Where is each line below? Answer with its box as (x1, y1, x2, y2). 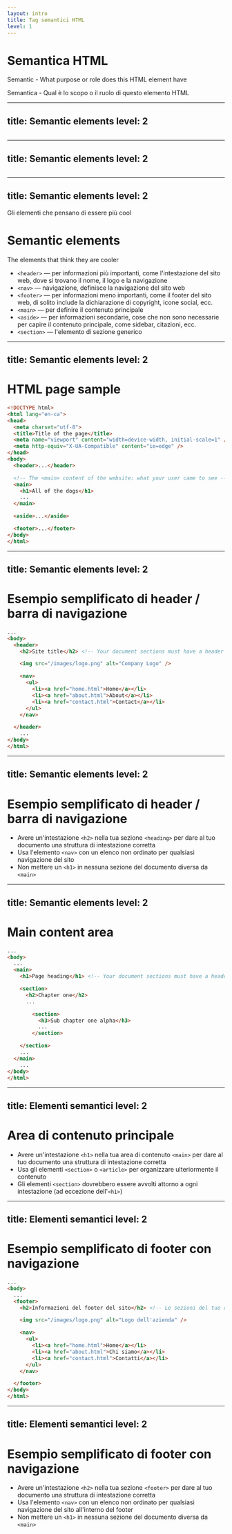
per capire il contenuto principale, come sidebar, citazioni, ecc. (17, 320, 197, 328)
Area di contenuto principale (7, 1128, 175, 1143)
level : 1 (7, 23, 32, 30)
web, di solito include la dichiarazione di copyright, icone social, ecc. (17, 298, 213, 306)
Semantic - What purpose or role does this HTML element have (7, 75, 188, 83)
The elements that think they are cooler (7, 255, 119, 264)
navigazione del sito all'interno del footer (17, 1506, 133, 1514)
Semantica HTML (7, 52, 108, 68)
